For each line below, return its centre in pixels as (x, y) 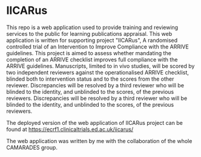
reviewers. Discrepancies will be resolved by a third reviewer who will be (97, 98)
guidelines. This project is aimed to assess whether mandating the (89, 53)
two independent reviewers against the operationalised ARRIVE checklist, (98, 72)
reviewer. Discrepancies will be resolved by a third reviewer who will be (95, 85)
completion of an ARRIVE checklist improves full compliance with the (92, 59)
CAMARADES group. (32, 147)
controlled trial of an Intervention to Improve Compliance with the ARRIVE (97, 47)
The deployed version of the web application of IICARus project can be (94, 122)
